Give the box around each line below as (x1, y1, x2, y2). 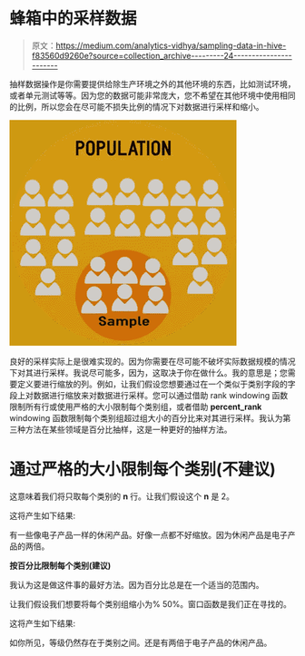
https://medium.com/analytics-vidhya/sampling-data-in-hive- (55, 40, 287, 51)
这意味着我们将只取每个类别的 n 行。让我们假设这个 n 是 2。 (9, 491, 234, 502)
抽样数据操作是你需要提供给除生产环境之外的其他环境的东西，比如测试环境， (9, 78, 296, 89)
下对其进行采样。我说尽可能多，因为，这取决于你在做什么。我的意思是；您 (9, 367, 288, 377)
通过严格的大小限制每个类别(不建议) (9, 459, 277, 480)
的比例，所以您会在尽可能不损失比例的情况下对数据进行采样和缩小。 (9, 101, 264, 112)
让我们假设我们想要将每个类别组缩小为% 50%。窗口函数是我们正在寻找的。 (9, 598, 292, 609)
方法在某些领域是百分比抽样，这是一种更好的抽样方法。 (25, 424, 232, 435)
